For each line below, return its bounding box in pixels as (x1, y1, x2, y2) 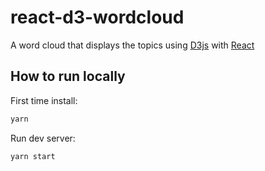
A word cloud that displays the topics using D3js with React (10, 39, 255, 51)
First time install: (10, 94, 78, 106)
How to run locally (10, 68, 126, 85)
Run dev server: (10, 132, 76, 144)
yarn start (10, 151, 56, 161)
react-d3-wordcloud (10, 6, 185, 29)
